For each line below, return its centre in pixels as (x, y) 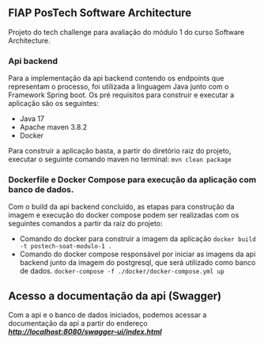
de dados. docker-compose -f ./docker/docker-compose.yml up (122, 271)
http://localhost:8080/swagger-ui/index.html (85, 332)
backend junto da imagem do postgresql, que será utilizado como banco (138, 263)
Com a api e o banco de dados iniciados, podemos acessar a (107, 315)
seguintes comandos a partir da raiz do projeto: (86, 224)
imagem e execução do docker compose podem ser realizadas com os (124, 215)
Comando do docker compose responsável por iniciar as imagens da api (138, 254)
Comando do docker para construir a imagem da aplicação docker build (138, 239)
